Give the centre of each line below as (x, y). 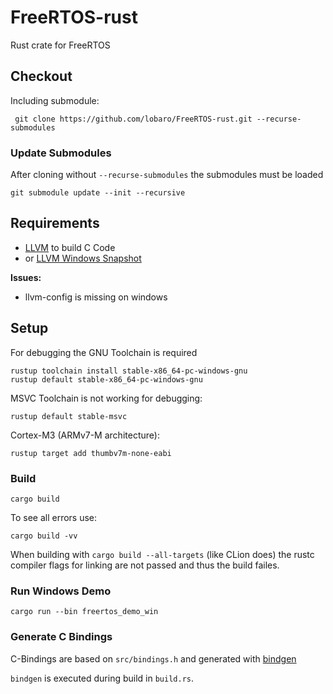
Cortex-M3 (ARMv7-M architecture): (85, 435)
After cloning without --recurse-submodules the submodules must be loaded (167, 175)
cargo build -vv (44, 536)
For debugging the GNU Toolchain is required (104, 352)
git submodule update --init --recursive (98, 193)
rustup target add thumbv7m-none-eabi (91, 453)
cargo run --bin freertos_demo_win (84, 612)
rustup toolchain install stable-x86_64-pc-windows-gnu (129, 371)
